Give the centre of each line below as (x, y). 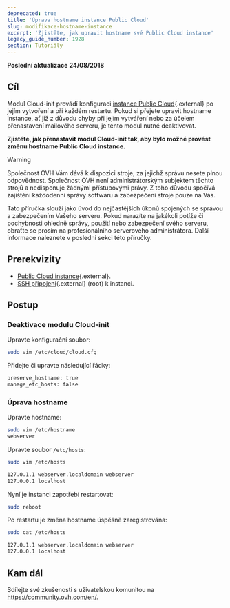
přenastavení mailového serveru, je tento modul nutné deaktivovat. (102, 126)
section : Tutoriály (35, 46)
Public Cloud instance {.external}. (64, 276)
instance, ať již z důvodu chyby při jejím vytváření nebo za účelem (101, 118)
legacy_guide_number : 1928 (46, 39)
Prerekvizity (34, 259)
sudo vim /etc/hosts (37, 462)
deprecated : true (32, 13)
